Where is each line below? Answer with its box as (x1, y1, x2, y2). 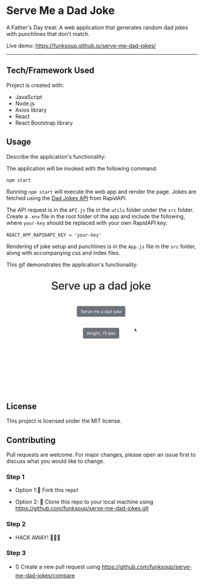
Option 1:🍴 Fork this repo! (15, 486, 79, 494)
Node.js (15, 100, 35, 107)
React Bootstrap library (15, 119, 73, 126)
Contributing (6, 435, 56, 445)
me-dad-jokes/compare (15, 572, 75, 579)
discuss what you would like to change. (6, 457, 105, 465)
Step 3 (6, 549, 26, 557)
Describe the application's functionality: (6, 153, 106, 160)
